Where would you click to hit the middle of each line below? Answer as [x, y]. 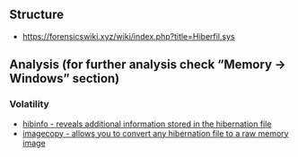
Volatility [29, 104]
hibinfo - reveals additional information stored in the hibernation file [147, 124]
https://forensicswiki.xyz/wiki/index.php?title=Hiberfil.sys [128, 36]
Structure [37, 15]
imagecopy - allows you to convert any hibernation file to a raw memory [155, 133]
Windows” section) [65, 78]
